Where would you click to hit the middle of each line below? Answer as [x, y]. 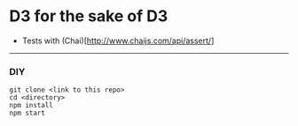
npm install [31, 106]
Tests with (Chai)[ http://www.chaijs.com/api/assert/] [118, 41]
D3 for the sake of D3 [89, 16]
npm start [27, 113]
